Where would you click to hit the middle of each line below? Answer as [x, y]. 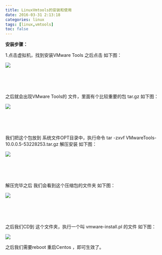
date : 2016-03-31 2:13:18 [33, 15]
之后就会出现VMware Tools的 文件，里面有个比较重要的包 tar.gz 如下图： [82, 97]
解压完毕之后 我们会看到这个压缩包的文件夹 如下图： [60, 185]
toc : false [17, 29]
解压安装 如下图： [78, 144]
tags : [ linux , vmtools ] [29, 24]
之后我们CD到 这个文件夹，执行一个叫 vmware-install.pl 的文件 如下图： [81, 227]
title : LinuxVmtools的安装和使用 [39, 10]
